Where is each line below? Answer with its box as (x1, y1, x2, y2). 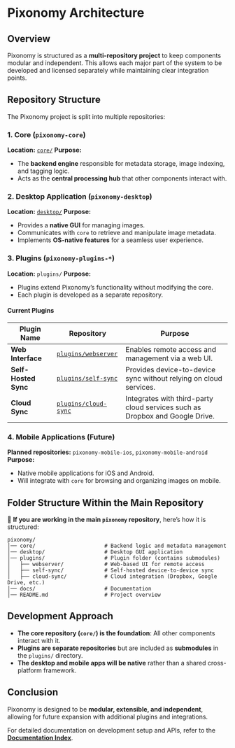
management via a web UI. (125, 353, 213, 363)
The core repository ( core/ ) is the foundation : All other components (17, 628, 215, 637)
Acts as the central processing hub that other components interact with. (17, 174, 227, 183)
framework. (43, 666, 77, 675)
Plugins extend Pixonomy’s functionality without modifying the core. (17, 283, 213, 291)
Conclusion (7, 686, 59, 698)
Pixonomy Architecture (7, 5, 145, 21)
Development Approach (7, 610, 114, 622)
